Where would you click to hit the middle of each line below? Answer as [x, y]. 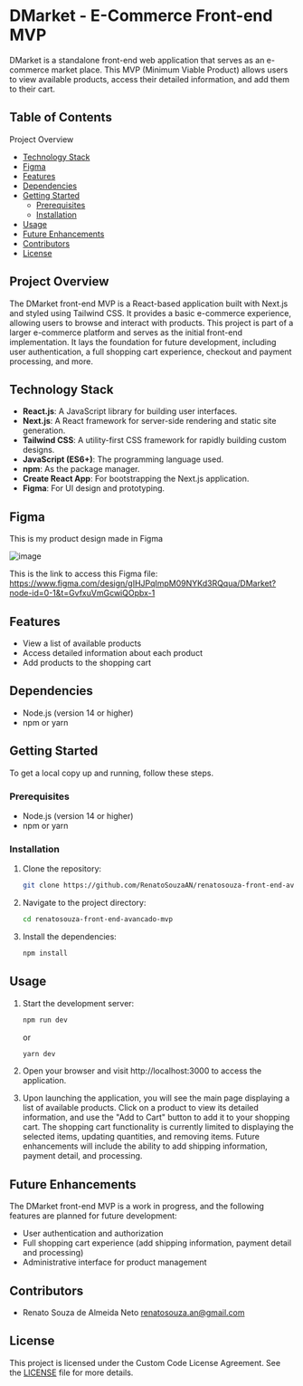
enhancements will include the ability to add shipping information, [145, 1146]
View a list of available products [82, 643]
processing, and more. [51, 361]
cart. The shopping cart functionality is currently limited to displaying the [158, 1127]
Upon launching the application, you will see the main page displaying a [156, 1098]
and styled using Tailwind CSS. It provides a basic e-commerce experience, [151, 313]
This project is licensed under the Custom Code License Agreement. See [145, 1362]
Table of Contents [61, 117]
